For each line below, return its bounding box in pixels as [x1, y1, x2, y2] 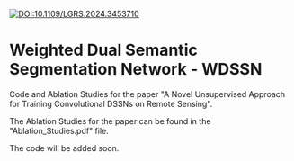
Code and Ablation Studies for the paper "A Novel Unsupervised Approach [9, 88, 286, 99]
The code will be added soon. [9, 142, 120, 153]
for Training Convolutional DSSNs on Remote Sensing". [9, 98, 213, 109]
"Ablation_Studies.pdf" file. [9, 125, 110, 136]
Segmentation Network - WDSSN [9, 59, 263, 80]
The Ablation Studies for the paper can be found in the [9, 115, 211, 126]
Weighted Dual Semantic [9, 40, 198, 60]
